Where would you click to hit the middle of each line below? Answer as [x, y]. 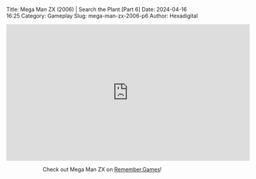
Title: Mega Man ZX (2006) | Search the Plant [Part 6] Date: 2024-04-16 [97, 9]
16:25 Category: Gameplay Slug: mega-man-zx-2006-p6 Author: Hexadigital [102, 16]
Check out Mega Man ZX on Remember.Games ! [102, 169]
